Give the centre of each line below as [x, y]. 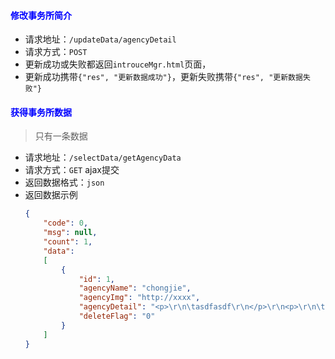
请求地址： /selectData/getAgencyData [103, 157]
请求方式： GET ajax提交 [72, 170]
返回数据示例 [51, 195]
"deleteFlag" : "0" [117, 316]
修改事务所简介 [41, 15]
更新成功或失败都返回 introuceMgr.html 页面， [118, 64]
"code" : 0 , [66, 223]
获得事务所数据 [41, 112]
